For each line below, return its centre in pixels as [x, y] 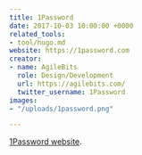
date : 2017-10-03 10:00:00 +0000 [71, 26]
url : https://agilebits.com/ [71, 84]
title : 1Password [42, 17]
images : [24, 100]
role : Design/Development [66, 76]
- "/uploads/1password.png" [62, 109]
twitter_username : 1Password [71, 92]
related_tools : [38, 34]
